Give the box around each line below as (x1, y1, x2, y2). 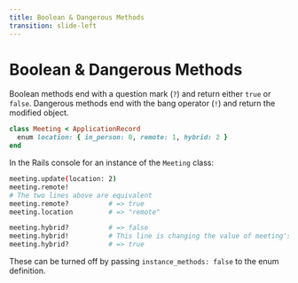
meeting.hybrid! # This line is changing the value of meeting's (9, 232, 292, 240)
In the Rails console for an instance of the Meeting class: (9, 157, 215, 169)
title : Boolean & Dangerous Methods (9, 12, 145, 22)
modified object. (9, 107, 69, 118)
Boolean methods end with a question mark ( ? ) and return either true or (9, 89, 271, 99)
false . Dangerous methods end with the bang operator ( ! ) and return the (9, 98, 276, 109)
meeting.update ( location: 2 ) (9, 175, 117, 184)
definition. (9, 265, 46, 276)
